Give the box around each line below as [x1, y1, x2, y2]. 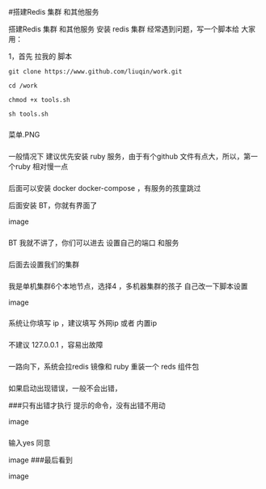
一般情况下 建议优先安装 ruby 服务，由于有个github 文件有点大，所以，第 [8, 151, 251, 161]
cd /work [8, 82, 38, 90]
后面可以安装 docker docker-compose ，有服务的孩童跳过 [8, 183, 201, 192]
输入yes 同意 [8, 438, 51, 448]
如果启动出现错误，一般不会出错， [8, 383, 122, 394]
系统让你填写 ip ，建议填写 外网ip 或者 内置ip [8, 318, 158, 328]
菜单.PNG [8, 129, 40, 139]
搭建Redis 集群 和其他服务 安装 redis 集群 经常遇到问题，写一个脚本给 [8, 24, 240, 34]
